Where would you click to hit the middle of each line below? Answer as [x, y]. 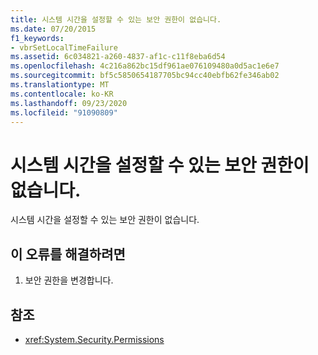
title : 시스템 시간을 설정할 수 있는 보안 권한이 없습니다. [116, 19]
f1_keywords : [37, 38]
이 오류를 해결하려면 [68, 254]
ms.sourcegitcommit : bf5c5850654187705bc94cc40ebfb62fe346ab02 [145, 76]
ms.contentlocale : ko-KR [62, 94]
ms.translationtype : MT [60, 85]
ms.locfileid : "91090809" [64, 112]
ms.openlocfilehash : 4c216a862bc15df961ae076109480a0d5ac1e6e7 [145, 66]
